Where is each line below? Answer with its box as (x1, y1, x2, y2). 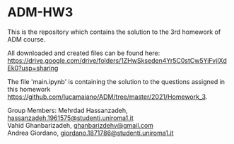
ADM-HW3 (7, 4, 74, 20)
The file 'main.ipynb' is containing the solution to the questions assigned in (7, 77, 225, 85)
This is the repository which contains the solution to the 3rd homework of (7, 28, 221, 36)
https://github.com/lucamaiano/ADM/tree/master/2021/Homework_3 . (7, 92, 208, 101)
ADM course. (7, 35, 46, 43)
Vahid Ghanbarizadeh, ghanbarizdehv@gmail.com (7, 121, 154, 129)
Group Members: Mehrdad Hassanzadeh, (7, 106, 128, 114)
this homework (7, 85, 51, 93)
